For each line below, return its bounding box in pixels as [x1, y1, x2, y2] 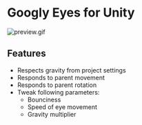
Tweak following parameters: [17, 88, 100, 96]
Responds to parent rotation [17, 81, 97, 89]
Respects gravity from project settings [17, 66, 126, 74]
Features [7, 48, 46, 59]
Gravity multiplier [27, 110, 77, 118]
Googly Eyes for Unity [7, 5, 135, 21]
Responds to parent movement [17, 73, 105, 81]
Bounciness [27, 95, 61, 104]
